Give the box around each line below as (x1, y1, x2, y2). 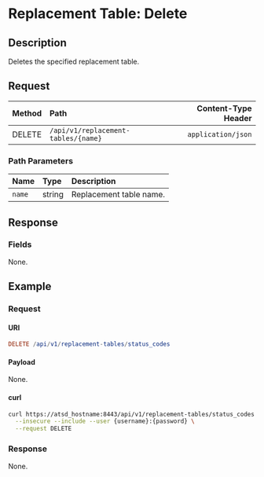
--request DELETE (15, 425, 72, 433)
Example (8, 280, 52, 293)
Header (223, 112, 252, 123)
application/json (187, 130, 252, 138)
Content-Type (196, 103, 252, 114)
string (42, 189, 64, 200)
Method (12, 108, 42, 119)
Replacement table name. (71, 189, 166, 200)
